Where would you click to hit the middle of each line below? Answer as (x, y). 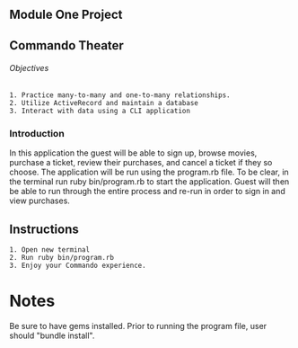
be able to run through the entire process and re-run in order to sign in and (147, 192)
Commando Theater (66, 45)
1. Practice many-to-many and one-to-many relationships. (120, 95)
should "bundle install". (52, 335)
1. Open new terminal (50, 250)
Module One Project (66, 15)
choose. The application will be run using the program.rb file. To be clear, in (149, 172)
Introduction (37, 133)
